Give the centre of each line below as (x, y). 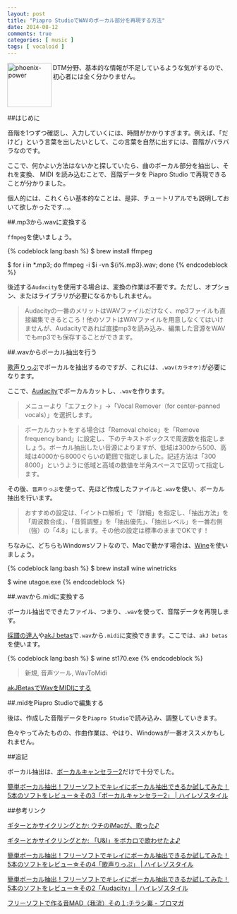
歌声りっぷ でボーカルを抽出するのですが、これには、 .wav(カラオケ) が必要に (117, 367)
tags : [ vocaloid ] (36, 47)
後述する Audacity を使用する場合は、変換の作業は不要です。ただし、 (106, 287)
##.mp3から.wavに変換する (47, 222)
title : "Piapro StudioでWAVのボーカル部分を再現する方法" (86, 20)
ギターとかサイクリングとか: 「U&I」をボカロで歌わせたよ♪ (94, 840)
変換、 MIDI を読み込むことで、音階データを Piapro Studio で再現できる (123, 174)
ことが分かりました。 (38, 183)
